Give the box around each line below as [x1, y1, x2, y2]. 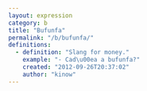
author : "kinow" [22, 70, 77, 78]
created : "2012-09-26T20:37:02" [22, 63, 130, 71]
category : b [8, 19, 48, 27]
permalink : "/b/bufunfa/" [8, 33, 94, 42]
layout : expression [8, 11, 73, 20]
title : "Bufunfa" [8, 26, 66, 34]
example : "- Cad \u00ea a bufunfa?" [22, 56, 141, 64]
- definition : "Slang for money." [15, 48, 130, 56]
